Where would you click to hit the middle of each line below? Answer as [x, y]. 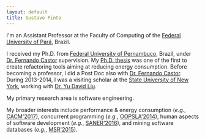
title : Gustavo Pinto [34, 18]
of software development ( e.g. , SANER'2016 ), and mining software [90, 122]
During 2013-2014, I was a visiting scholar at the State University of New [98, 80]
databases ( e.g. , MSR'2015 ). [42, 129]
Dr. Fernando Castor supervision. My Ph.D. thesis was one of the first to [97, 60]
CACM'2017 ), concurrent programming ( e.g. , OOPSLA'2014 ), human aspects [102, 116]
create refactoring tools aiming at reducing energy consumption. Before [97, 66]
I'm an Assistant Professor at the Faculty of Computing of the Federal [94, 35]
